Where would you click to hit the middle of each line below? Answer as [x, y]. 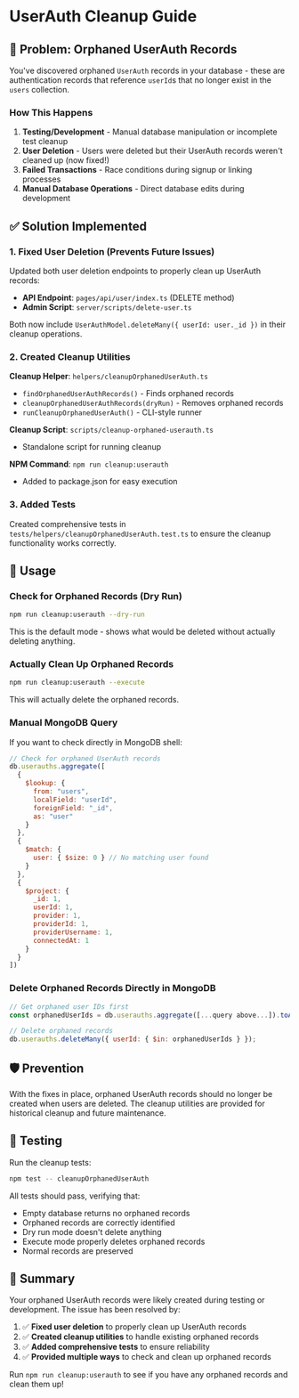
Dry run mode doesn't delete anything [92, 1231]
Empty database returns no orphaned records [106, 1213]
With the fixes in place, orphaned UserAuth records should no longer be [141, 1093]
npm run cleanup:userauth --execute [77, 683]
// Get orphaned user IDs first [69, 1007]
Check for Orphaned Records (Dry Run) [96, 596]
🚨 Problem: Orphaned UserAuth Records [123, 49]
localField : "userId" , [75, 800]
